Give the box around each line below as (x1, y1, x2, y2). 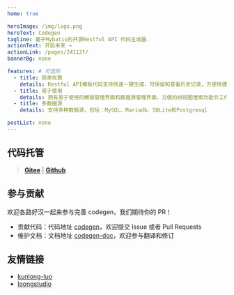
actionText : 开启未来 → (7, 43, 72, 50)
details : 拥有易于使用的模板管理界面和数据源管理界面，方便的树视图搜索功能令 (19, 93, 219, 101)
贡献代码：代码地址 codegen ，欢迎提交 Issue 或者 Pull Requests (17, 222, 202, 231)
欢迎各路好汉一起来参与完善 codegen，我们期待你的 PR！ (7, 207, 172, 216)
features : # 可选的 (7, 68, 61, 75)
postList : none (7, 119, 52, 126)
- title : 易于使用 (13, 87, 63, 94)
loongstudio (17, 280, 52, 288)
